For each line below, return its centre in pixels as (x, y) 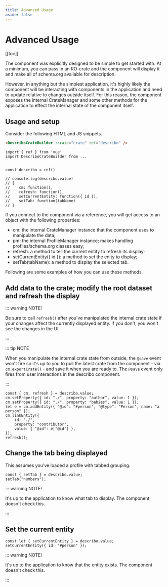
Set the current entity (40, 530)
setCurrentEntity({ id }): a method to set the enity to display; (75, 257)
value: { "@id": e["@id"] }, (45, 428)
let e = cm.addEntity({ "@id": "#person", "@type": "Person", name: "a (82, 406)
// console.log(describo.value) (39, 179)
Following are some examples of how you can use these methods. (74, 272)
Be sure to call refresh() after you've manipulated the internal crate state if (83, 318)
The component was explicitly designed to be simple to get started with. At (83, 63)
